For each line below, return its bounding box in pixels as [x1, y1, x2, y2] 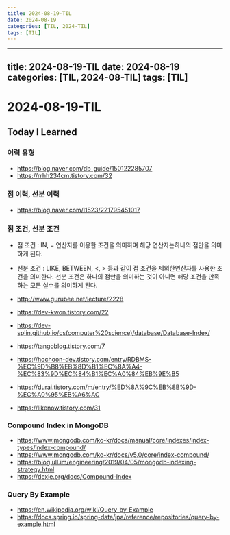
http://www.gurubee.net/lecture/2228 [16, 295, 124, 303]
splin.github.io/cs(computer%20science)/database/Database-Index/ [16, 329, 210, 337]
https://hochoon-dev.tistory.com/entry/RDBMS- [16, 356, 152, 364]
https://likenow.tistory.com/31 [16, 403, 101, 412]
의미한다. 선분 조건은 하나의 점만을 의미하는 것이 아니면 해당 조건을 [29, 273, 207, 281]
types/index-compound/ [16, 443, 86, 452]
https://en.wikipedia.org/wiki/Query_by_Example [16, 505, 153, 514]
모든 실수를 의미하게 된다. [29, 282, 98, 290]
